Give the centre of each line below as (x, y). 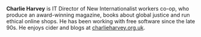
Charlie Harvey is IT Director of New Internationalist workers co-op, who (98, 9)
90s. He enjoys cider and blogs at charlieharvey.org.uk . (76, 27)
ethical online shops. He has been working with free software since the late (101, 21)
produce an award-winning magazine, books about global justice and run (98, 15)
